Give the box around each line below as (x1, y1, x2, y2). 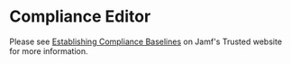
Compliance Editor (9, 6, 151, 27)
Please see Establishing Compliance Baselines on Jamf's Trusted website (9, 36, 282, 47)
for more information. (9, 45, 88, 56)
